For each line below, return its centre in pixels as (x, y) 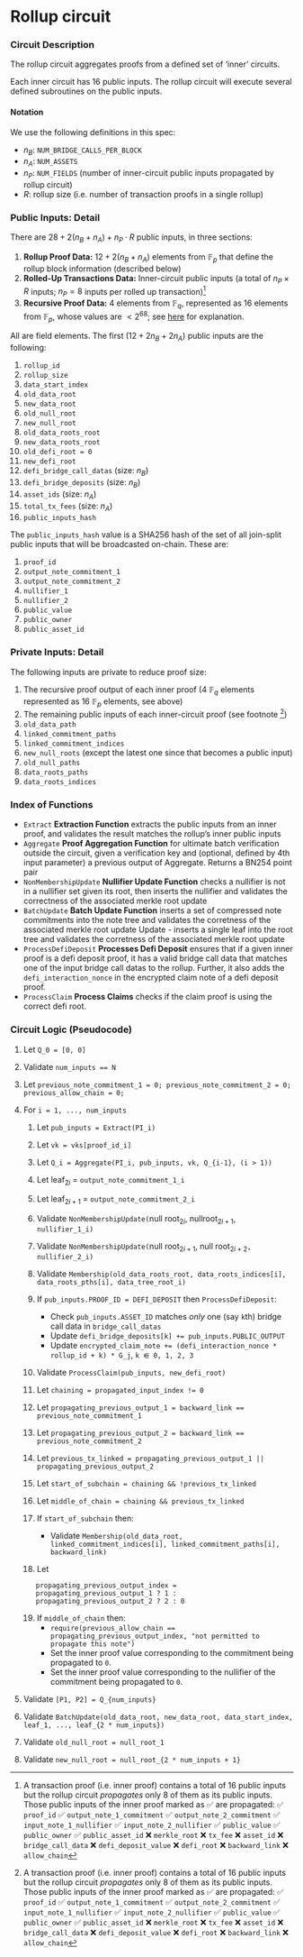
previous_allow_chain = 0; (74, 1093)
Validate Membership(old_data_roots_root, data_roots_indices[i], (161, 1274)
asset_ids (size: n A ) (60, 495)
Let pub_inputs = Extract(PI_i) (96, 1127)
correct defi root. (55, 1006)
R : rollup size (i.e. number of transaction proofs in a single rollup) (143, 195)
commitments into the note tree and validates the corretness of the (147, 920)
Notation (27, 112)
